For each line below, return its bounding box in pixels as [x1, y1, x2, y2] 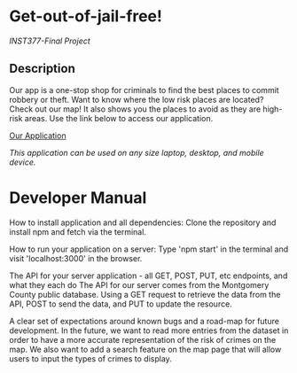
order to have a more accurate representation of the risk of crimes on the [9, 334, 277, 345]
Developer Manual [9, 188, 147, 207]
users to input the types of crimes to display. [9, 353, 173, 364]
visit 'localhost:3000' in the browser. [9, 253, 143, 263]
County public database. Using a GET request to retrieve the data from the [9, 289, 281, 299]
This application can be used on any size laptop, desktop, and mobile [9, 147, 264, 158]
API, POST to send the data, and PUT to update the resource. [9, 299, 232, 309]
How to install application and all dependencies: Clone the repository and [9, 217, 277, 228]
